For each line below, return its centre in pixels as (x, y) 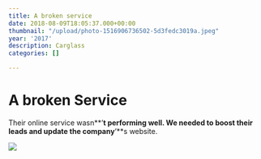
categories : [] (34, 53)
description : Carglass (47, 46)
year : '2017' (30, 38)
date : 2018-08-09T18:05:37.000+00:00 (72, 23)
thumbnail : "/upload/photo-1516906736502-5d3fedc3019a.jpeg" (114, 31)
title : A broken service (50, 16)
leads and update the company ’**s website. (83, 131)
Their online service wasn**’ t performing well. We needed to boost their (130, 123)
